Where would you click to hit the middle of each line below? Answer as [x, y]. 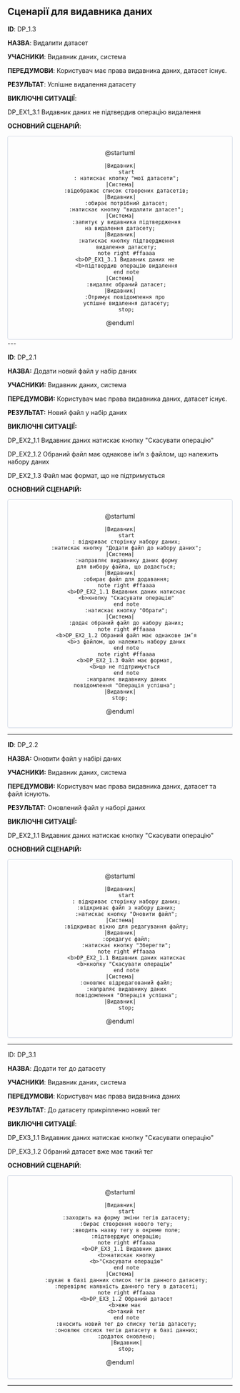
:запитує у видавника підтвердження [126, 222]
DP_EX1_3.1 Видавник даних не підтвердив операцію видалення [104, 112]
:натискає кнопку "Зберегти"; [126, 945]
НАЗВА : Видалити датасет [48, 43]
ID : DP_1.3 [22, 29]
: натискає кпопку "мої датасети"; [127, 178]
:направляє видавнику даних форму [126, 560]
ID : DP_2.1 [22, 357]
